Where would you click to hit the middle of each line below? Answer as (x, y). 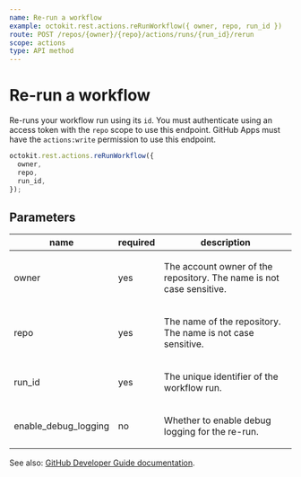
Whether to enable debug (218, 420)
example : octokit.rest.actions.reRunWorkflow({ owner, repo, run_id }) (146, 26)
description (225, 243)
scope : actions (38, 43)
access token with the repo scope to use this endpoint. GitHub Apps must (145, 130)
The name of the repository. (223, 322)
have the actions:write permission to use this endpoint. (113, 139)
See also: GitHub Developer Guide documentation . (102, 463)
